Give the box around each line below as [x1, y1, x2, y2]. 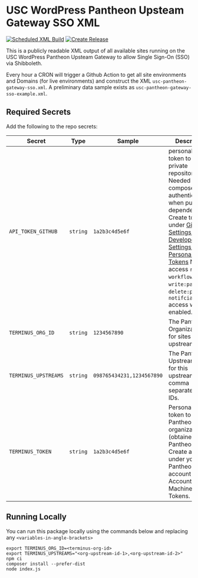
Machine [168, 484, 193, 492]
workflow [168, 273, 193, 280]
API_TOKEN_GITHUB [9, 228, 58, 235]
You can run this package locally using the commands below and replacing [6, 527, 189, 535]
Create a [168, 447, 193, 456]
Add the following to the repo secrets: [6, 122, 98, 130]
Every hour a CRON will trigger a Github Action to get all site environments [6, 71, 187, 78]
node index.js [6, 566, 41, 572]
